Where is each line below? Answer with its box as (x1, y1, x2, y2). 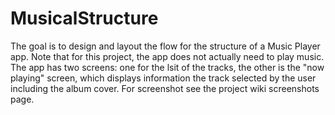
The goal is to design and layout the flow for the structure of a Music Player (10, 40, 321, 52)
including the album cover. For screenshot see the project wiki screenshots (10, 82, 320, 94)
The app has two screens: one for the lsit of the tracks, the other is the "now (10, 61, 325, 73)
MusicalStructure (10, 7, 159, 30)
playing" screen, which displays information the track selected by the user (10, 72, 317, 84)
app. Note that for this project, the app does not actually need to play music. (10, 50, 325, 62)
